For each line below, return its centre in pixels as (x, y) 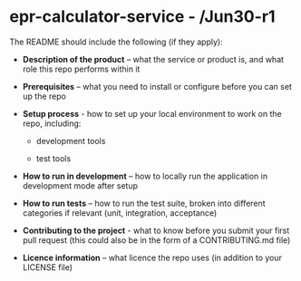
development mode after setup (80, 185)
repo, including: (52, 123)
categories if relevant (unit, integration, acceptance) (120, 213)
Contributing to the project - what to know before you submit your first (156, 230)
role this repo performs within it (81, 69)
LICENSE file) (48, 267)
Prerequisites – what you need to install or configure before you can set (157, 86)
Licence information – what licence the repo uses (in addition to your (152, 257)
